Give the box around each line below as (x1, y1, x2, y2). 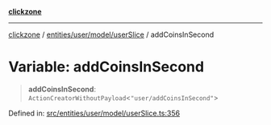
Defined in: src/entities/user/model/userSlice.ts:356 (8, 108, 180, 118)
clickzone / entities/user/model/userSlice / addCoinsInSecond (8, 30, 215, 39)
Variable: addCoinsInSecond (8, 58, 204, 76)
